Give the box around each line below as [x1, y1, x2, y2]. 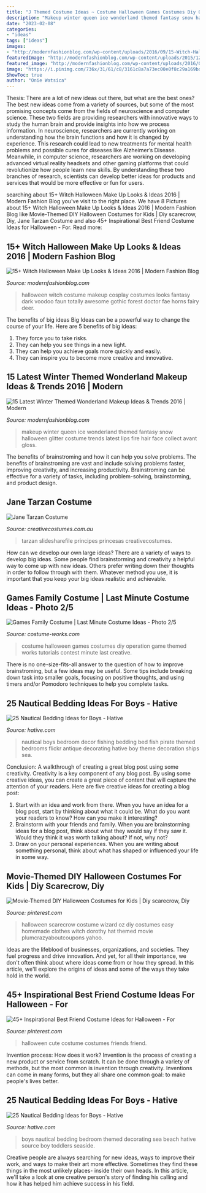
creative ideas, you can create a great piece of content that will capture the [6, 776, 196, 783]
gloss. [21, 441, 37, 448]
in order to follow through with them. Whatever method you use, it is [6, 569, 178, 576]
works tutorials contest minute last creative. [21, 649, 132, 656]
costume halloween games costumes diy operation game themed [21, 642, 187, 650]
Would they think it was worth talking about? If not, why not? [15, 834, 168, 841]
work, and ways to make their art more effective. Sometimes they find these [6, 1160, 198, 1167]
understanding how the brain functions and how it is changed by [6, 133, 170, 141]
